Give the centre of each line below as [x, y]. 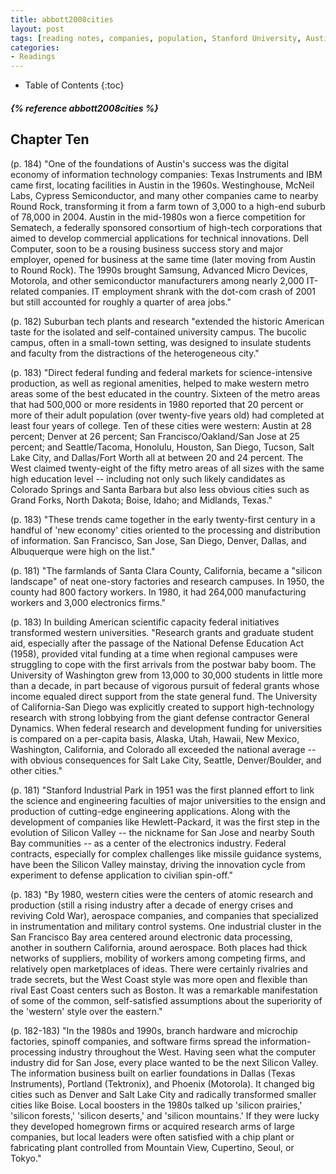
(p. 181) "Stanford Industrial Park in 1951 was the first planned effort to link [162, 790]
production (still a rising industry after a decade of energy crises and [152, 905]
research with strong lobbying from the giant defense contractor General [160, 717]
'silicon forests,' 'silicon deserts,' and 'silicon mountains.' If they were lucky [165, 1115]
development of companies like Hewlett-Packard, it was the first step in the [165, 822]
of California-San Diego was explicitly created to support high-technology [162, 707]
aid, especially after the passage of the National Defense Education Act [157, 643]
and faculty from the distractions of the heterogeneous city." [135, 353]
